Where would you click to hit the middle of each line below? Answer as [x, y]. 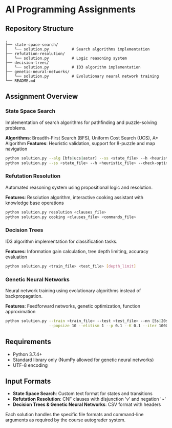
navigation [16, 149]
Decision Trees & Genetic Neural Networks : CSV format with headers [87, 404]
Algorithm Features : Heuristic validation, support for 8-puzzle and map [80, 143]
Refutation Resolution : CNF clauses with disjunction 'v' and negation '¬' [89, 399]
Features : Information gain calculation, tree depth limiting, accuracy [77, 251]
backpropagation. [24, 296]
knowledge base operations [35, 203]
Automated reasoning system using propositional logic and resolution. [79, 187]
